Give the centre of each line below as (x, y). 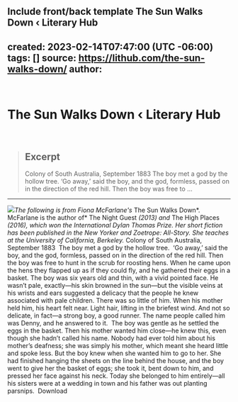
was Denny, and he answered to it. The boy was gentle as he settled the (113, 323)
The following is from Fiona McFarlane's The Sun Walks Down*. (107, 210)
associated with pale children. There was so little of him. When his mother (115, 300)
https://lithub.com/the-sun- (142, 58)
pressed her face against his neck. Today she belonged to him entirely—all (116, 376)
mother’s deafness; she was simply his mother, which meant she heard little (118, 345)
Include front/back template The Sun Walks (105, 12)
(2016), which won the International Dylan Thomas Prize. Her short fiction (115, 225)
